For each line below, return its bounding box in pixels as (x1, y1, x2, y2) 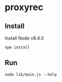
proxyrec (5, 2, 43, 13)
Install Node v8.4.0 (5, 35, 44, 41)
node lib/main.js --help (5, 72, 57, 77)
